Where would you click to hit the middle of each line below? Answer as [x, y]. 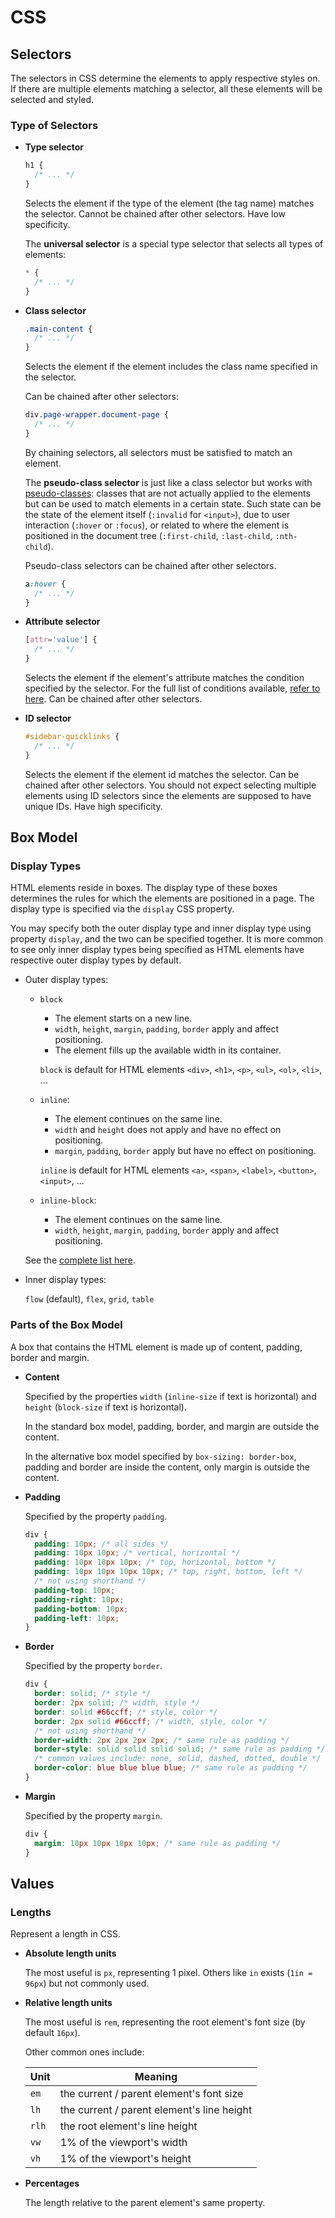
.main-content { [58, 329]
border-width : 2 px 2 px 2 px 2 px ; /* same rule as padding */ [162, 1740]
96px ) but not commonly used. [87, 1983]
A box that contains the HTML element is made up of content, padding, [156, 1347]
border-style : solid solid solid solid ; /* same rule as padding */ [180, 1749]
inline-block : [68, 1200]
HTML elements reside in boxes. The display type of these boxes [144, 888]
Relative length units [68, 2003]
